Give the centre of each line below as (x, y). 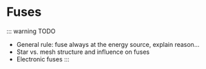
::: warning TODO (31, 31)
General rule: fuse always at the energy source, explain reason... (108, 44)
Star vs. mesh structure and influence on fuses (83, 52)
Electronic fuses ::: (43, 59)
